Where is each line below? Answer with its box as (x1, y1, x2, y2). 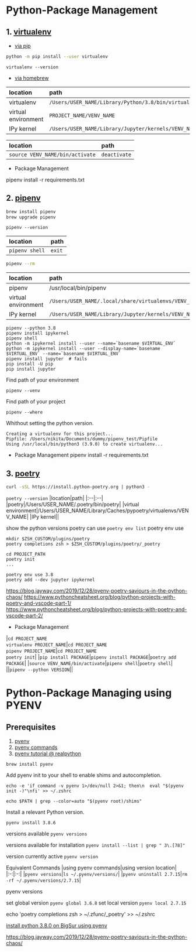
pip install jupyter (6, 367, 57, 372)
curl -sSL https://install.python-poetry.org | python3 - (6, 484, 150, 490)
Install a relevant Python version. (6, 809, 85, 816)
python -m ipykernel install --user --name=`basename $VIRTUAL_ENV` (6, 341, 176, 347)
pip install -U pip (6, 361, 54, 367)
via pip (14, 42, 31, 49)
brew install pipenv (6, 208, 57, 214)
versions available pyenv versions (6, 830, 87, 837)
